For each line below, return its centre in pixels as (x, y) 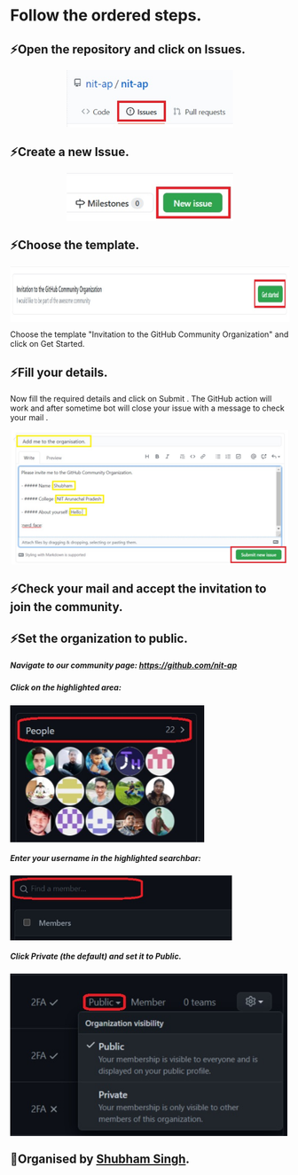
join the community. (67, 607)
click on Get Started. (47, 343)
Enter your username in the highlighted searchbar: (106, 858)
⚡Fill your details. (59, 373)
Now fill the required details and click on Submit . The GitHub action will (141, 398)
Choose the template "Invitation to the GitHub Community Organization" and (149, 334)
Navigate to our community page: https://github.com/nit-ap (124, 665)
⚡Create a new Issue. (70, 152)
